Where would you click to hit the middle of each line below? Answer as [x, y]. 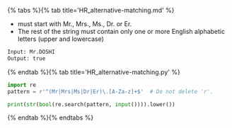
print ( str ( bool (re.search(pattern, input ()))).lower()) [91, 104]
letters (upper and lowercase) [61, 39]
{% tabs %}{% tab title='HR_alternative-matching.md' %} [91, 10]
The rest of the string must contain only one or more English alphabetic [121, 31]
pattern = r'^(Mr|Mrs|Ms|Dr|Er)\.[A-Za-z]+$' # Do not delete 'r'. [110, 91]
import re [22, 85]
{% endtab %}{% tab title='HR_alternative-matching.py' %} [94, 72]
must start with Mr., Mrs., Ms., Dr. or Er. [75, 24]
